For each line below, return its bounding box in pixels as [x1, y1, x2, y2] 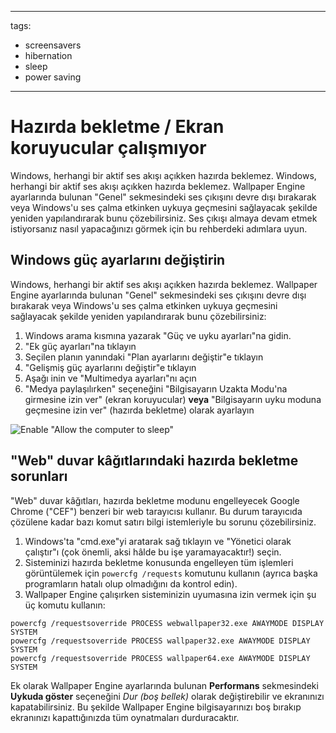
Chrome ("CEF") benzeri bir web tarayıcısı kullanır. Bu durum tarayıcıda [10, 505, 303, 517]
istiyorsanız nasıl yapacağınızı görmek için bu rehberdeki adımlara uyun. [10, 222, 308, 235]
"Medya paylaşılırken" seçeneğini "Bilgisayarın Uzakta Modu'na [24, 382, 288, 395]
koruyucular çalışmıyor [10, 137, 207, 160]
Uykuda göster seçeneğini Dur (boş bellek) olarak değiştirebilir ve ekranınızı [10, 690, 325, 702]
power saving [24, 71, 82, 83]
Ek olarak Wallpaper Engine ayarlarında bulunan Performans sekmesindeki [10, 679, 319, 691]
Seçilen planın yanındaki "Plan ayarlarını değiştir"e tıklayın [24, 351, 264, 363]
